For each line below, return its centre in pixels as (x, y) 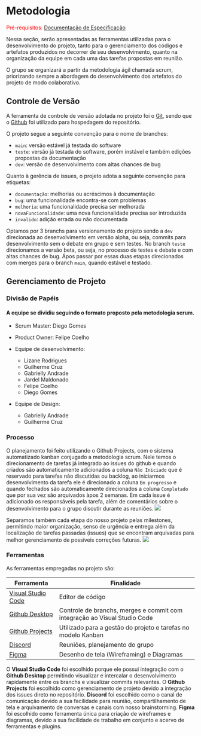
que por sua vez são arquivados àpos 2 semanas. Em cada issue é (88, 495)
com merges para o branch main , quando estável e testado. (79, 262)
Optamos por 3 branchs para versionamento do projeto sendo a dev (89, 231)
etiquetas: (19, 182)
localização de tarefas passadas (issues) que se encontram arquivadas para (100, 533)
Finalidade (126, 583)
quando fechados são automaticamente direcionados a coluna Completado (97, 488)
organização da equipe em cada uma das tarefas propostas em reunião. (95, 58)
